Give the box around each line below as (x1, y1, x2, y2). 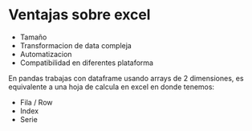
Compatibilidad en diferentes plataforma (19, 58, 154, 68)
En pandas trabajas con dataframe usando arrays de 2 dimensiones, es (8, 73, 244, 83)
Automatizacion (19, 49, 72, 59)
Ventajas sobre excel (8, 6, 151, 24)
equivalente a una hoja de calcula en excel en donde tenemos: (8, 82, 215, 92)
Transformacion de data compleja (19, 40, 132, 50)
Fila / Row (19, 97, 54, 107)
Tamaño (19, 32, 47, 42)
